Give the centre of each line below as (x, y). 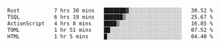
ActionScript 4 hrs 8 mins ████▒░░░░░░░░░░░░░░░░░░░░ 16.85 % (110, 23)
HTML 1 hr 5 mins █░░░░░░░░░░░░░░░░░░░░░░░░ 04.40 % (110, 36)
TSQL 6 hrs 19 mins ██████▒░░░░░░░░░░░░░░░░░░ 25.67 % (110, 17)
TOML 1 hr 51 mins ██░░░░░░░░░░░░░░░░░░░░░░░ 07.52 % (110, 30)
